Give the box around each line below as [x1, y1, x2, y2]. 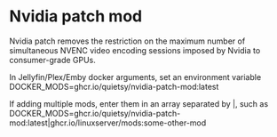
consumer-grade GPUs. [9, 54, 96, 65]
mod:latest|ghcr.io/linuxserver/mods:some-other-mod [9, 117, 207, 128]
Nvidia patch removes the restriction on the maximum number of [9, 36, 246, 46]
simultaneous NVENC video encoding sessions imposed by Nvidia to [9, 44, 261, 55]
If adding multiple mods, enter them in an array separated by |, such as [9, 98, 269, 109]
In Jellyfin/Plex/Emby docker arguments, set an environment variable [9, 71, 262, 82]
